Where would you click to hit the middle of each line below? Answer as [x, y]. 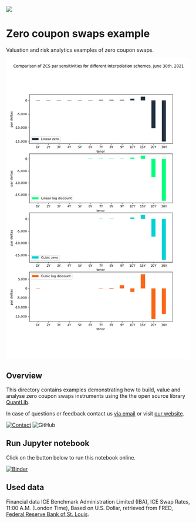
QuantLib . [18, 402]
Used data [25, 487]
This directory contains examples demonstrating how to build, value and [93, 390]
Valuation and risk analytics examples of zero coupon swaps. [80, 50]
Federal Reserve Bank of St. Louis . [48, 514]
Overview [24, 376]
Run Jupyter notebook [48, 443]
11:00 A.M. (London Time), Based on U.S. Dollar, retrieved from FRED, [89, 508]
